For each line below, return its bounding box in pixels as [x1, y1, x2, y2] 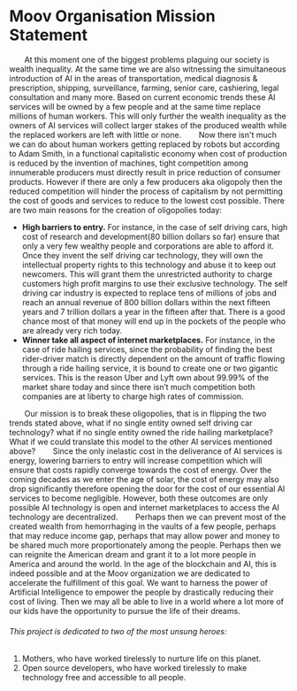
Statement [9, 25, 88, 45]
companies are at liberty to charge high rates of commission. [21, 391, 245, 402]
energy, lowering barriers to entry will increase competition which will [9, 455, 263, 465]
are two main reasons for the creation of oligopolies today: [9, 204, 223, 215]
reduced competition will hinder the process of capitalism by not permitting [9, 186, 283, 196]
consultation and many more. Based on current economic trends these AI [9, 91, 276, 103]
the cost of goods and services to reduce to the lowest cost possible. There [9, 195, 286, 205]
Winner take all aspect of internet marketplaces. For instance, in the [21, 334, 276, 345]
